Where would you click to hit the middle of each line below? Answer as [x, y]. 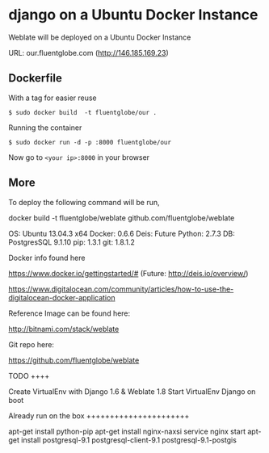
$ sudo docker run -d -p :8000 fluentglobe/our [90, 142]
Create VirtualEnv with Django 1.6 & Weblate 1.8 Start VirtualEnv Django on [132, 391]
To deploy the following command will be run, [84, 202]
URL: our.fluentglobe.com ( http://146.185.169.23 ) [89, 52]
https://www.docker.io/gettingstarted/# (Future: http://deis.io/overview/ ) [128, 273]
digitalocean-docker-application [62, 297]
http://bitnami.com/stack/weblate [64, 329]
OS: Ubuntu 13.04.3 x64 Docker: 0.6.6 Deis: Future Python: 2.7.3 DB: [122, 233]
